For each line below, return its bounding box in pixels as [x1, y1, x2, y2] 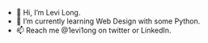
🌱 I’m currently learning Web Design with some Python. [15, 16, 201, 26]
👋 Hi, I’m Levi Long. [15, 8, 81, 17]
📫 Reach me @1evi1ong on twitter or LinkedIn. [15, 25, 172, 35]
